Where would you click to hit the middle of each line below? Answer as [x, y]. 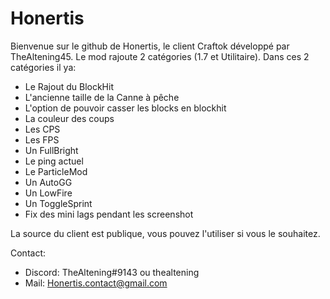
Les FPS [42, 139]
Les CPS [42, 129]
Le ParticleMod [56, 171]
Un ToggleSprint [58, 203]
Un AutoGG [48, 182]
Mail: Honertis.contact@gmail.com [96, 283]
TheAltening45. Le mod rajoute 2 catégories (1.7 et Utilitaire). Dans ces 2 [160, 56]
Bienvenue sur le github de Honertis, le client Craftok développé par [150, 46]
